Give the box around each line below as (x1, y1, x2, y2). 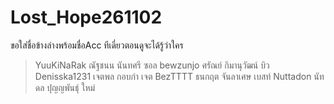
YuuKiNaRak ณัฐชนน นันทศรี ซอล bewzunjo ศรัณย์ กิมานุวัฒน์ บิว (34, 59, 270, 71)
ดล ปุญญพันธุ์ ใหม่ (34, 81, 96, 93)
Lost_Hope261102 (10, 6, 163, 29)
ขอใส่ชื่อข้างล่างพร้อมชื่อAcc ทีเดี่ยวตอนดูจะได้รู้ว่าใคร (10, 39, 184, 51)
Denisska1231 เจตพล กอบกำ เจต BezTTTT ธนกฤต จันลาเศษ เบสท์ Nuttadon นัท (34, 70, 325, 82)
